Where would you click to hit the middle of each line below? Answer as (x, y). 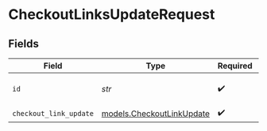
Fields (24, 44)
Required (235, 66)
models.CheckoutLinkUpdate (156, 114)
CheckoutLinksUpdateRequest (112, 15)
